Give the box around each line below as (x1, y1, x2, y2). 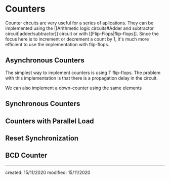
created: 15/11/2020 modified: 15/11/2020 (5, 169, 91, 175)
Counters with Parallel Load (5, 117, 95, 125)
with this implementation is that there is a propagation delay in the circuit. (5, 75, 158, 81)
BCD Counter (5, 151, 48, 160)
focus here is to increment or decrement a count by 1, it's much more (5, 36, 149, 42)
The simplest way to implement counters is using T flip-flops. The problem (5, 69, 161, 76)
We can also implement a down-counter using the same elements (5, 85, 142, 91)
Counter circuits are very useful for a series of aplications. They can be (5, 20, 154, 26)
